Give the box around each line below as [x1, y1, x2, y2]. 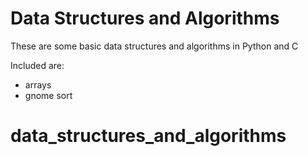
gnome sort [24, 89, 73, 101]
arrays [24, 78, 52, 91]
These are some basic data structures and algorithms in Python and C [10, 40, 299, 52]
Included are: [10, 59, 65, 71]
